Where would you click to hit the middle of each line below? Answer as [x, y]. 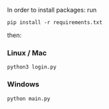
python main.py [29, 99]
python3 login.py [32, 67]
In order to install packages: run [52, 10]
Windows [23, 84]
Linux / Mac [27, 53]
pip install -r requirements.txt [55, 23]
